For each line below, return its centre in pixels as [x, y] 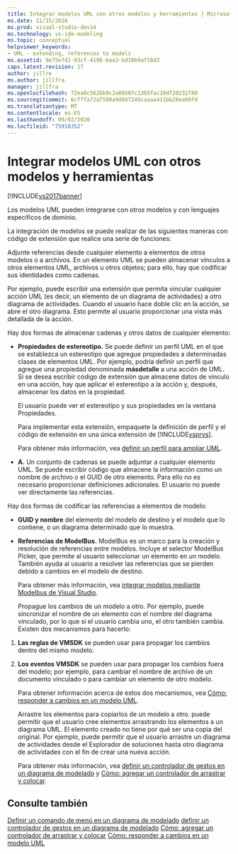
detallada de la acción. [40, 319]
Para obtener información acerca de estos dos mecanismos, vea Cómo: [122, 693]
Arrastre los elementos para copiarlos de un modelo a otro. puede [114, 714]
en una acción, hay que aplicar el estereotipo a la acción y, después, [118, 384]
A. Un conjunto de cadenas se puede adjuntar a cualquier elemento [117, 462]
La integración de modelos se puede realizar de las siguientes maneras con [118, 231]
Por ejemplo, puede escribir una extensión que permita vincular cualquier [114, 289]
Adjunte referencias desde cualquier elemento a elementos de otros [106, 252]
